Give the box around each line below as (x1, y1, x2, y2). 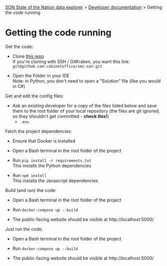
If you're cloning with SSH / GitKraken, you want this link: (12, 58, 130, 64)
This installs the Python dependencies (12, 162, 91, 168)
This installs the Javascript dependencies (12, 177, 98, 183)
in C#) (12, 83, 25, 89)
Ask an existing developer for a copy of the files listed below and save (12, 102, 157, 108)
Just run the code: (5, 226, 43, 232)
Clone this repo (12, 53, 44, 59)
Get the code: (5, 43, 33, 49)
